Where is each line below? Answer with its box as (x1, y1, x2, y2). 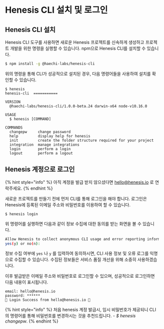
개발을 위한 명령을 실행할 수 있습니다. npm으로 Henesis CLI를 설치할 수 (10, 45, 146, 51)
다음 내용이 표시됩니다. (5, 279, 48, 285)
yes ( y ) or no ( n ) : (5, 241, 41, 246)
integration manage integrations (9, 142, 80, 147)
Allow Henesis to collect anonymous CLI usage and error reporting (5, 237, 145, 241)
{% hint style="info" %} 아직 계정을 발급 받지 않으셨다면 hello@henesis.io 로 (5, 179, 154, 185)
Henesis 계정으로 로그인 (5, 165, 75, 174)
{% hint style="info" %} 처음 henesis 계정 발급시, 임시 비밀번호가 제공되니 (5, 307, 148, 313)
